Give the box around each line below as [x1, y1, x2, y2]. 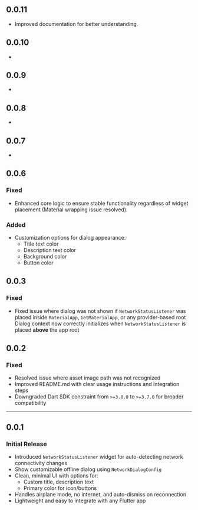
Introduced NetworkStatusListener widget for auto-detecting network [14, 453, 184, 460]
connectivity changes [14, 460, 68, 467]
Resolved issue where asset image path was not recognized [14, 374, 161, 381]
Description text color [23, 247, 77, 254]
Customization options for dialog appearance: [14, 234, 126, 241]
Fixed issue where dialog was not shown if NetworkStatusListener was [14, 307, 186, 315]
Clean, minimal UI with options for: [14, 472, 98, 479]
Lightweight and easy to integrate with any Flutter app [14, 497, 146, 504]
